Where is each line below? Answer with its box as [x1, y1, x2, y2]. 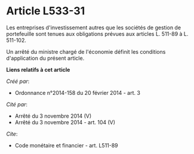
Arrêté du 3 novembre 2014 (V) [14, 112, 92, 119]
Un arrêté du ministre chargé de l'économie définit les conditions [6, 48, 166, 55]
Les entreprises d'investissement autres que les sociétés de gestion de [6, 24, 181, 31]
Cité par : [6, 100, 28, 108]
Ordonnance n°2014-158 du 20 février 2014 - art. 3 [14, 89, 140, 96]
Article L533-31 [6, 4, 85, 18]
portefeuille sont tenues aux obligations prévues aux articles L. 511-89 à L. [6, 30, 189, 37]
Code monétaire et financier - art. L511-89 [14, 141, 118, 149]
